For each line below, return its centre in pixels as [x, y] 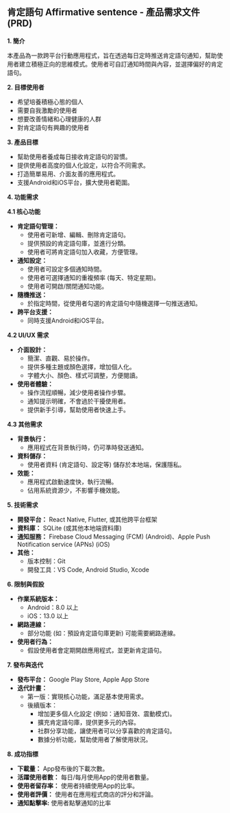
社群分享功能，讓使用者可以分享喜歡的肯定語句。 [106, 731]
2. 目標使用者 [26, 87]
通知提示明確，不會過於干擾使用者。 [78, 401]
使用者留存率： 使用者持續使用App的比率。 [78, 786]
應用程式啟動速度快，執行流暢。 [72, 482]
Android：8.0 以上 [53, 607]
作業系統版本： [38, 598]
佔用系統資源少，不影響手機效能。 [75, 490]
